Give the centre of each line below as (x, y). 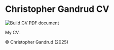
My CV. (13, 32)
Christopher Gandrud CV (57, 9)
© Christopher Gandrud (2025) (37, 42)
